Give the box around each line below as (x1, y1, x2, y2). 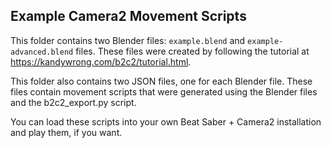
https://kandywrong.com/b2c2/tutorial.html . (10, 55, 192, 68)
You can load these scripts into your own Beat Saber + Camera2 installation (10, 115, 322, 128)
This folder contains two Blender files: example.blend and (10, 34, 246, 46)
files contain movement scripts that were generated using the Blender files (10, 85, 318, 98)
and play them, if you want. (10, 126, 123, 138)
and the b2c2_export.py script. (10, 96, 137, 108)
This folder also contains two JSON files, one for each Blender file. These (10, 75, 313, 87)
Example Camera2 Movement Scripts (10, 8, 247, 25)
